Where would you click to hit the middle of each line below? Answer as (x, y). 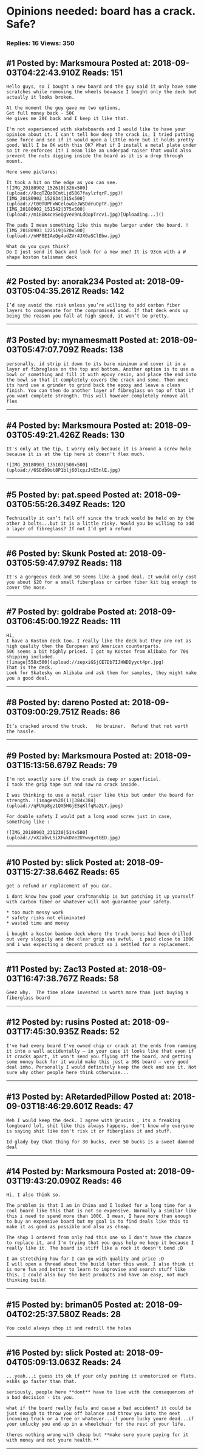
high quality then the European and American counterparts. (84, 646)
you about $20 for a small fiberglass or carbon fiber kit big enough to (102, 582)
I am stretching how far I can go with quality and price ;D (85, 1259)
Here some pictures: (32, 172)
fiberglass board (28, 998)
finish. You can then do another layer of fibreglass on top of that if (100, 390)
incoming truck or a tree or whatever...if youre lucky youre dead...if (100, 1419)
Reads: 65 (100, 872)
